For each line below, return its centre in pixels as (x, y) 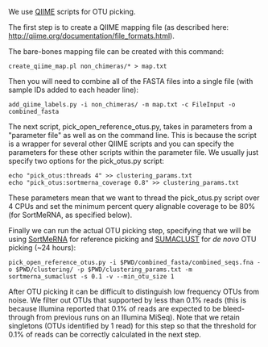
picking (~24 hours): (42, 248)
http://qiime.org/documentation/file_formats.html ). (91, 36)
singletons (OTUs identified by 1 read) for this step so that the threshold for (132, 326)
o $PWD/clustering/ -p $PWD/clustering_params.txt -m (101, 270)
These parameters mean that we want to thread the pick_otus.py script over (134, 198)
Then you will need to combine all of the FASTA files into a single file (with (131, 81)
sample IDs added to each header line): (74, 90)
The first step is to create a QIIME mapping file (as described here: (119, 27)
